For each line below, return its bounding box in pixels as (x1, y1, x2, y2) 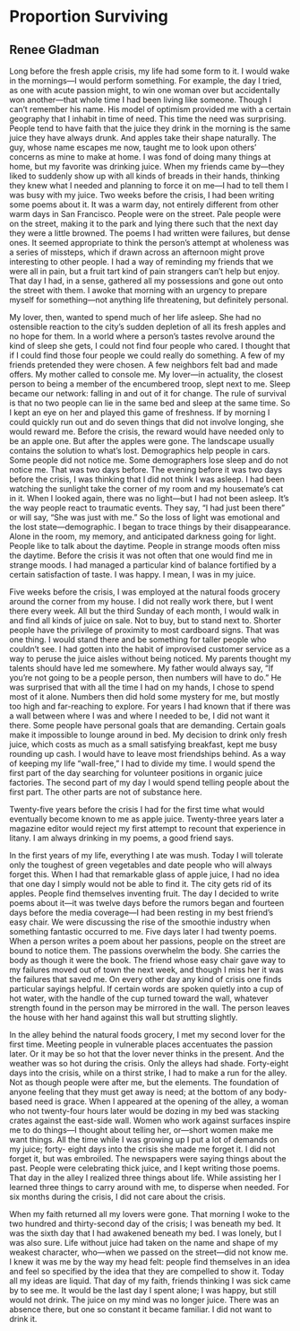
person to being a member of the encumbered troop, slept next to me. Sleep (9, 378, 291, 389)
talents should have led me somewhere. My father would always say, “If (9, 663, 274, 674)
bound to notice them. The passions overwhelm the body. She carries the (9, 945, 280, 956)
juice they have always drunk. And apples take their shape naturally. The (9, 133, 277, 143)
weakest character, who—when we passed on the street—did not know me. (9, 1247, 288, 1257)
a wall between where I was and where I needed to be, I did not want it (9, 710, 270, 721)
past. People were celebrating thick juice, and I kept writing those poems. (9, 1163, 280, 1173)
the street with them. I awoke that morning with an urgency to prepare (9, 285, 268, 295)
